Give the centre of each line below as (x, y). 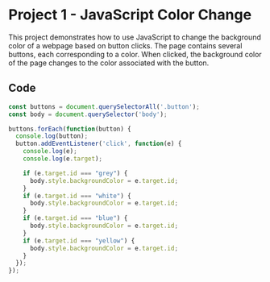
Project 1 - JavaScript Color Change (130, 15)
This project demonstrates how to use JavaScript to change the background (135, 37)
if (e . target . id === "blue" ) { (75, 218)
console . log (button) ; (52, 136)
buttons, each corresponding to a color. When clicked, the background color (135, 54)
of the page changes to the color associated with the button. (109, 63)
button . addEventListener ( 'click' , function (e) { (99, 144)
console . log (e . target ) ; (63, 159)
